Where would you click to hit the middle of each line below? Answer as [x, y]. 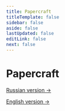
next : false [21, 45]
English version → [28, 102]
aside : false [22, 28]
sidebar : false [25, 22]
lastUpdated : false [30, 34]
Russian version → [29, 90]
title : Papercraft [29, 12]
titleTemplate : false [33, 17]
